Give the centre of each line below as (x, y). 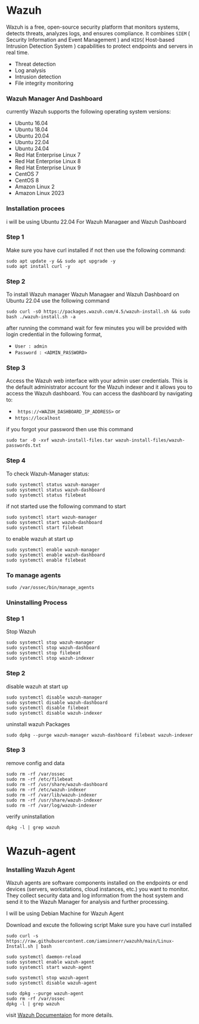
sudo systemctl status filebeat (46, 495)
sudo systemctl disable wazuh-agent (52, 983)
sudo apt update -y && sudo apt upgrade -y (61, 261)
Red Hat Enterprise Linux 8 (48, 161)
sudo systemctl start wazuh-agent (49, 967)
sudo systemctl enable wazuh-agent (50, 962)
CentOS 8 (27, 181)
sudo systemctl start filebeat (45, 528)
